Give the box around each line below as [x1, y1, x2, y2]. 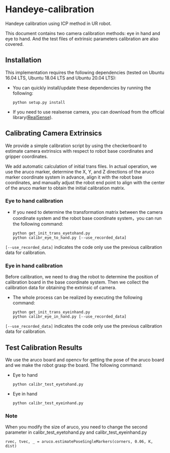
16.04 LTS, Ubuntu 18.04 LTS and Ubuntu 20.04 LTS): [5, 75, 117, 81]
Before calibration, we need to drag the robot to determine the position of [5, 274, 159, 280]
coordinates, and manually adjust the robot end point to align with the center [5, 179, 165, 185]
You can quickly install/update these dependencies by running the [12, 84, 151, 91]
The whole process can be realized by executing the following [12, 294, 143, 301]
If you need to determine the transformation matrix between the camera [12, 209, 163, 215]
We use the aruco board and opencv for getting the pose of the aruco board [5, 356, 164, 362]
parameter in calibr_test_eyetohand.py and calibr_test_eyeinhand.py [5, 429, 147, 436]
